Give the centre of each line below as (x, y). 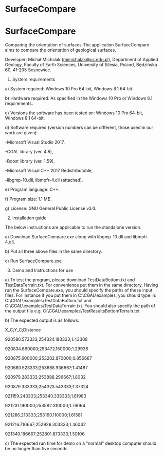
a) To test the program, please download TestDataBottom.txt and (70, 280)
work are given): (21, 133)
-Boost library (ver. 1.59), (30, 161)
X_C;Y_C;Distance (23, 330)
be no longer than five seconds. (37, 449)
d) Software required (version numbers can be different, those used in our (79, 127)
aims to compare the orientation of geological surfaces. (61, 50)
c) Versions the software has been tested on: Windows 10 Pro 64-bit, (74, 113)
